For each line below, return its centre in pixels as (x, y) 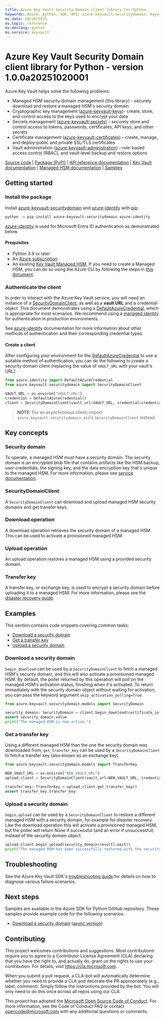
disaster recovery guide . (30, 598)
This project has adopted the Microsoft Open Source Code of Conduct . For (81, 1001)
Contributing (25, 939)
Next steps (22, 897)
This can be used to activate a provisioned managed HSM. (64, 535)
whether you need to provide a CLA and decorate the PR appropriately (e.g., (82, 981)
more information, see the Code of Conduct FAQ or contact (65, 1006)
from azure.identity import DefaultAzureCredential (59, 380)
